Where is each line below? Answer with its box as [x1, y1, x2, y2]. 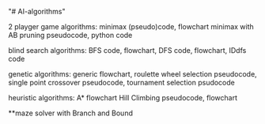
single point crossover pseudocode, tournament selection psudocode [8, 78, 236, 87]
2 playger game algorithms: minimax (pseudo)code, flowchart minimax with [8, 22, 255, 31]
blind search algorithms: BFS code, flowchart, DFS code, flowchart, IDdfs [8, 46, 247, 54]
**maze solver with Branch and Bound [8, 108, 133, 118]
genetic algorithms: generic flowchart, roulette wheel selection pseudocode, [8, 70, 257, 78]
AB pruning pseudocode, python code [8, 31, 133, 39]
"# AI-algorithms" [8, 7, 66, 16]
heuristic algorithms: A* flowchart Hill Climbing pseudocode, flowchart [8, 93, 238, 102]
